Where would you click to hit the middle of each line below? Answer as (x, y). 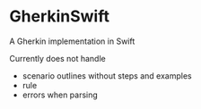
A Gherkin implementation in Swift (72, 41)
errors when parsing (60, 95)
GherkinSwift (60, 17)
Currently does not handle (57, 58)
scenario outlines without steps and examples (107, 75)
